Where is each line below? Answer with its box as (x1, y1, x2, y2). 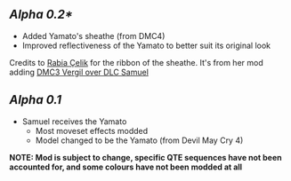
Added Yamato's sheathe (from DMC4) (21, 30, 166, 41)
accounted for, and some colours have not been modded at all (9, 161, 243, 172)
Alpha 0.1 (9, 92, 62, 107)
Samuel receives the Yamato (21, 115, 127, 127)
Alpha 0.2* (9, 7, 73, 22)
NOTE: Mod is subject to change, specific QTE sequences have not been (9, 152, 282, 162)
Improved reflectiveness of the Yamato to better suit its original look (21, 40, 271, 51)
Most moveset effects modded (35, 125, 149, 136)
